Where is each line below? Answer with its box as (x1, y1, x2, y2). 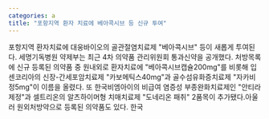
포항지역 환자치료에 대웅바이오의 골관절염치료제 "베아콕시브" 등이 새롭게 (8, 42, 234, 52)
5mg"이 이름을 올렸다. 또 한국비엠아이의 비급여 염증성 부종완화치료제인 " (14, 81, 243, 92)
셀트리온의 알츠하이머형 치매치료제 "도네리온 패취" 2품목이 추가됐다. (33, 92, 246, 101)
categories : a (8, 11, 56, 20)
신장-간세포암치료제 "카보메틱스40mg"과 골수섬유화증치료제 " (43, 72, 237, 81)
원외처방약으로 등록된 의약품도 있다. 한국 (16, 101, 144, 112)
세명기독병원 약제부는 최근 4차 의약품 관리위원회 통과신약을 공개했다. (18, 52, 234, 61)
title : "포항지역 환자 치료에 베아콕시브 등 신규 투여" (8, 19, 167, 27)
